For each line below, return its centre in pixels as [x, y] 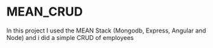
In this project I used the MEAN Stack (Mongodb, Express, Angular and [106, 30]
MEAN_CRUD [45, 12]
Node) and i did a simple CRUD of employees [70, 37]
